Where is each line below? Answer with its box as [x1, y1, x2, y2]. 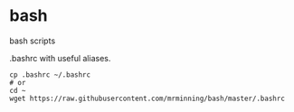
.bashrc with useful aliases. [9, 52, 111, 63]
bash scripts [9, 35, 56, 46]
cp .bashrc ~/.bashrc [9, 70, 91, 79]
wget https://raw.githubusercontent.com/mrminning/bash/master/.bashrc [9, 94, 285, 103]
